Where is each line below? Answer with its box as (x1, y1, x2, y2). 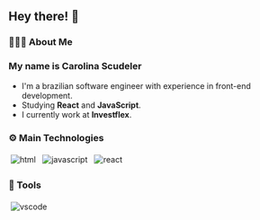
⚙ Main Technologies (8, 131, 104, 144)
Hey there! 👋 (8, 9, 80, 24)
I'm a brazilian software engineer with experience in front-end (21, 80, 251, 91)
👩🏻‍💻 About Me (8, 36, 73, 48)
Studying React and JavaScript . (21, 100, 141, 110)
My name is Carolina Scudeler (8, 60, 142, 73)
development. (21, 90, 73, 101)
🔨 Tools (8, 179, 41, 191)
